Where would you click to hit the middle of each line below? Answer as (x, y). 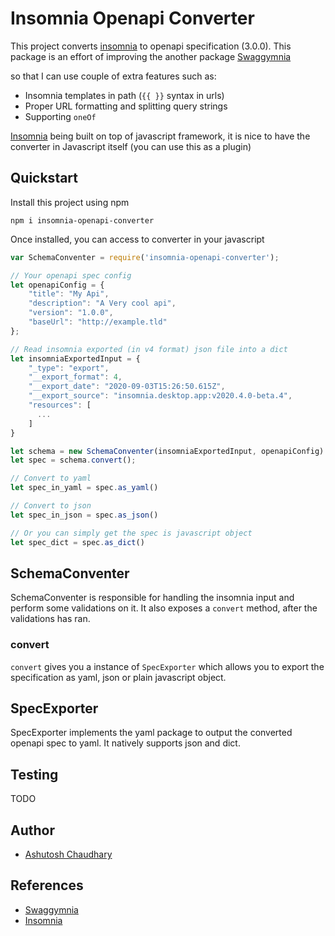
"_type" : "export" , (69, 368)
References (47, 885)
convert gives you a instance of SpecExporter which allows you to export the (167, 666)
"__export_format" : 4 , (75, 377)
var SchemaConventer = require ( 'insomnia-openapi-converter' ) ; (145, 257)
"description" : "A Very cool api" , (102, 303)
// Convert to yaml (51, 478)
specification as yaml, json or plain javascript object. (118, 677)
